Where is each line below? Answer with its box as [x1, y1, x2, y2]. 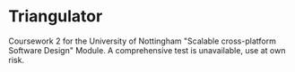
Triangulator [8, 6, 103, 27]
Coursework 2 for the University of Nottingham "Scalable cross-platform [8, 36, 277, 46]
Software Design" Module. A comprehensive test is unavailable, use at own [8, 44, 286, 55]
